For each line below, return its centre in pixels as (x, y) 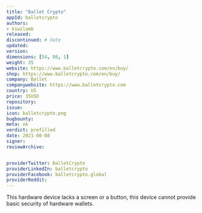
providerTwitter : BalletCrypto (46, 163)
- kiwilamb (20, 29)
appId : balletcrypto (32, 18)
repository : (21, 102)
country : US (21, 91)
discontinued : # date (34, 40)
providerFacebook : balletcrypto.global (57, 174)
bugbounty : (20, 119)
